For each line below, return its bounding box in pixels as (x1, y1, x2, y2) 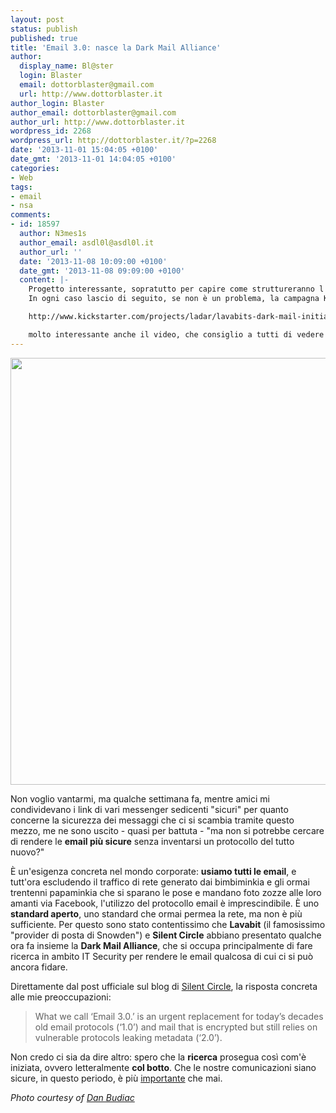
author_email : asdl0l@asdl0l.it (19, 237, 155, 248)
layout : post (10, 14, 65, 25)
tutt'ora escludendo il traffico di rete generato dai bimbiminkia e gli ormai (10, 876, 310, 888)
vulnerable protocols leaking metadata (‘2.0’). (34, 1031, 223, 1043)
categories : (10, 163, 60, 173)
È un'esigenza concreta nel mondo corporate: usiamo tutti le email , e (10, 865, 297, 877)
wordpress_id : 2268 (10, 126, 92, 136)
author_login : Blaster (10, 98, 105, 108)
